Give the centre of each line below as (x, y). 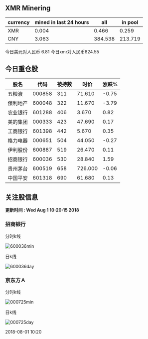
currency (19, 22)
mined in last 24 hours (62, 22)
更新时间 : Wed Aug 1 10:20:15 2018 (42, 210)
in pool (130, 22)
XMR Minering (28, 8)
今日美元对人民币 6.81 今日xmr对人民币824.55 (52, 51)
